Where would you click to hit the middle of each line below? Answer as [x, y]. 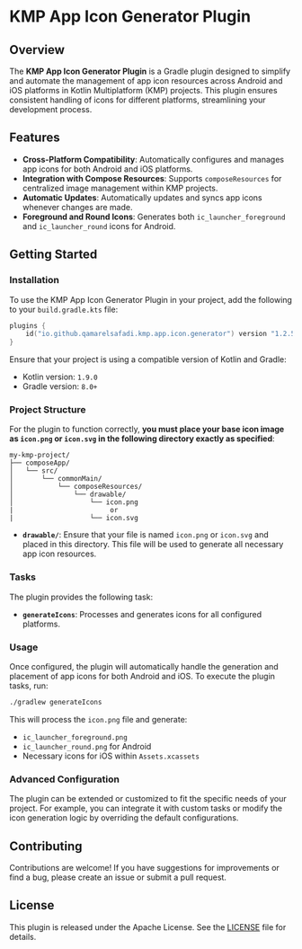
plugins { [28, 325]
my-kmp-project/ [40, 456]
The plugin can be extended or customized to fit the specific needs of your [148, 799]
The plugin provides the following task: [81, 597]
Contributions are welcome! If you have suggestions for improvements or [145, 868]
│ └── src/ [34, 471]
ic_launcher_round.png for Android [87, 746]
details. [23, 936]
